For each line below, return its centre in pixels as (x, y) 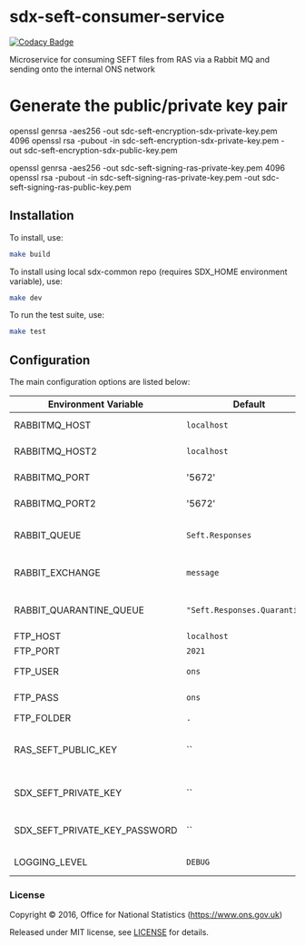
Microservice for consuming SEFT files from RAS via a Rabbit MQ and (140, 59)
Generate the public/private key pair (148, 106)
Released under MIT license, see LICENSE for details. (109, 932)
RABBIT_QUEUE (48, 536)
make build (30, 254)
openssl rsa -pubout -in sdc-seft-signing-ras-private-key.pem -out (135, 177)
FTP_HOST (38, 636)
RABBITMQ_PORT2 (55, 504)
